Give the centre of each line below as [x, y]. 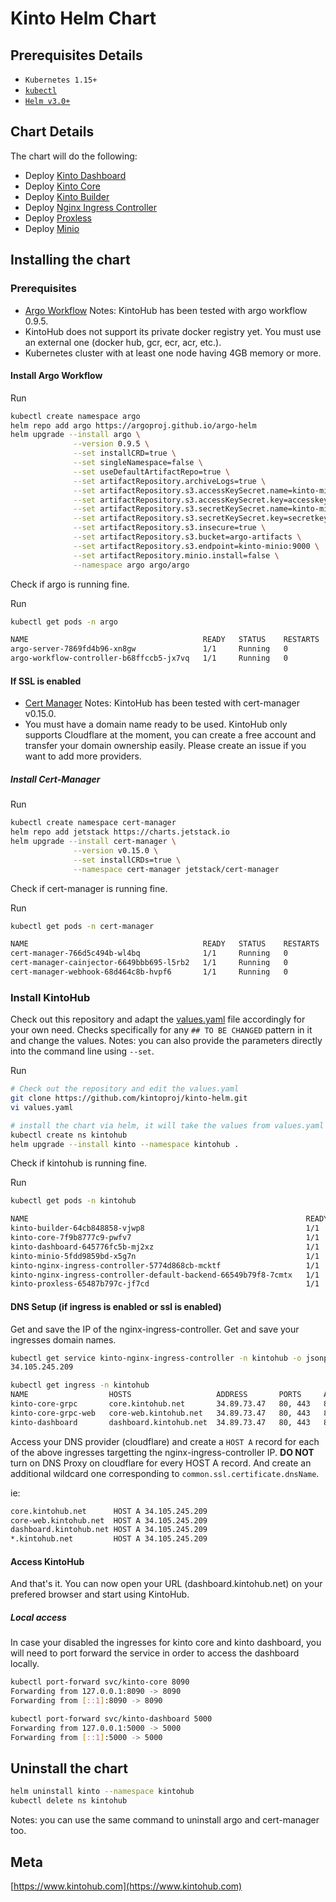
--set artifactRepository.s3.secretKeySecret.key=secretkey [201, 518]
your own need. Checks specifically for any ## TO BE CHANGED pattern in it [161, 1030]
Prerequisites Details [76, 55]
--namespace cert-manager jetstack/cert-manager [176, 869]
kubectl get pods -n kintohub [73, 1201]
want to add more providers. [83, 756]
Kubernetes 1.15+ [61, 80]
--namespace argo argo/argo [131, 565]
